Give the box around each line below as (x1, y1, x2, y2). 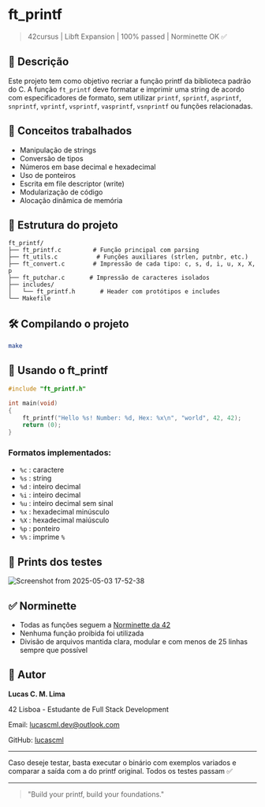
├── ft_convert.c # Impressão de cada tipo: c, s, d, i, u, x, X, (8, 260, 256, 268)
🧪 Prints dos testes (8, 555, 103, 568)
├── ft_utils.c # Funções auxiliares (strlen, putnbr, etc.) (8, 253, 248, 262)
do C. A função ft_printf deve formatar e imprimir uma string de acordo (8, 85, 244, 94)
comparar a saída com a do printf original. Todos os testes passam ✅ (8, 766, 233, 775)
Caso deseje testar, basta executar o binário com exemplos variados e (8, 757, 237, 767)
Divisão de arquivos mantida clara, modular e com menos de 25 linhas (19, 637, 248, 647)
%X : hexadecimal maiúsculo (19, 515, 110, 525)
